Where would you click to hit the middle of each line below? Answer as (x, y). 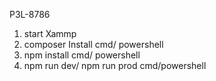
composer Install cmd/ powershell (93, 44)
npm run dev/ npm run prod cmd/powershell (115, 65)
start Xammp (50, 33)
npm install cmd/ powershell (82, 55)
